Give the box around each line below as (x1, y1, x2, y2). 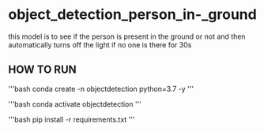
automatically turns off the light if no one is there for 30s (8, 40, 192, 49)
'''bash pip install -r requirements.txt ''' (8, 115, 135, 124)
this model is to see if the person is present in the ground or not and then (8, 32, 247, 41)
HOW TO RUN (8, 63, 77, 77)
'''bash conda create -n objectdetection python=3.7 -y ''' (8, 84, 194, 93)
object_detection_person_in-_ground (8, 6, 257, 24)
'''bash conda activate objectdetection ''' (8, 99, 142, 108)
